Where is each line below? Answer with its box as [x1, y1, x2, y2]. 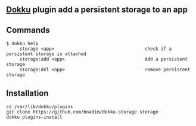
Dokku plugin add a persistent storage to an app [6, 5, 188, 15]
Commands [6, 25, 51, 35]
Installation [6, 88, 49, 98]
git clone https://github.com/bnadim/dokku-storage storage [6, 109, 159, 115]
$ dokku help [6, 41, 39, 47]
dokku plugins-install [6, 114, 63, 121]
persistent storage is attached [6, 51, 86, 57]
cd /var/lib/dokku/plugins [6, 104, 73, 110]
